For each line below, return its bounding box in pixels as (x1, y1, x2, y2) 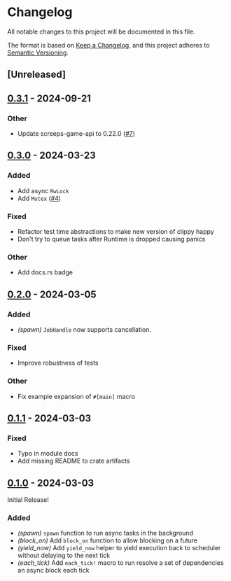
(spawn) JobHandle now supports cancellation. (17, 325, 152, 333)
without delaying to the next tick (17, 551, 111, 560)
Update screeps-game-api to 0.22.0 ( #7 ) (17, 129, 135, 138)
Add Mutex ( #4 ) (17, 194, 62, 202)
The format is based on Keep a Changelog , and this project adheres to (7, 41, 210, 49)
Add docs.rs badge (17, 268, 73, 276)
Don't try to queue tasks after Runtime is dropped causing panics (17, 235, 206, 243)
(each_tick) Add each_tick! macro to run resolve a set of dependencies (17, 559, 224, 567)
